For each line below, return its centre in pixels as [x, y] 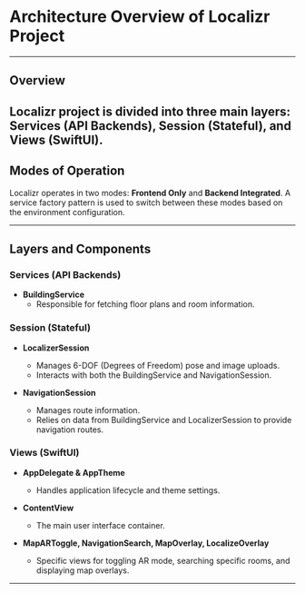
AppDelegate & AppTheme [74, 472]
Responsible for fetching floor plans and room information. [146, 304]
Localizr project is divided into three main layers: [150, 111]
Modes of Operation [67, 171]
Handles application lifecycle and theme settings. [128, 490]
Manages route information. [88, 410]
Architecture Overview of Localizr [140, 17]
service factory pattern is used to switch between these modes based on [146, 203]
